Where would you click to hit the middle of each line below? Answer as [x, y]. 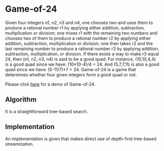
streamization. [20, 144]
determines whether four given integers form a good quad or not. [71, 75]
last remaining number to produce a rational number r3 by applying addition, [82, 49]
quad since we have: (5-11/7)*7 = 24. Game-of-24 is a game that [70, 69]
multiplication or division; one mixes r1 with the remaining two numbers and [81, 33]
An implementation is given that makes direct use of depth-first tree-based [81, 139]
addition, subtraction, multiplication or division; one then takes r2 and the [79, 43]
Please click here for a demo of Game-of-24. [50, 84]
